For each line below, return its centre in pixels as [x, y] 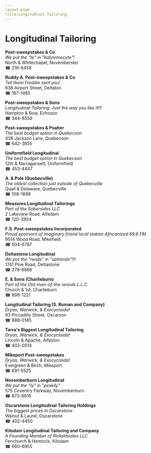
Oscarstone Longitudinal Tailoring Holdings [50, 405]
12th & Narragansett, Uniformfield [39, 163]
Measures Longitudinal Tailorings [40, 204]
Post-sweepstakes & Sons [32, 103]
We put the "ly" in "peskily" [33, 386]
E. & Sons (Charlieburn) [30, 279]
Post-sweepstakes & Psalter [35, 128]
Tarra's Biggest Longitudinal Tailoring [44, 330]
